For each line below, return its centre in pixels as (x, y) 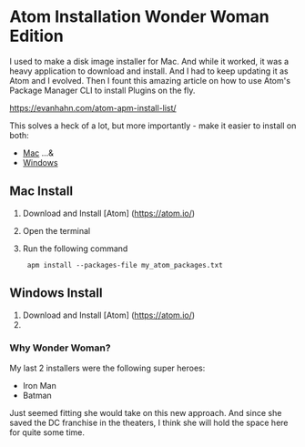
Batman (37, 395)
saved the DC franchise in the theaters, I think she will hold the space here (149, 422)
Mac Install (41, 192)
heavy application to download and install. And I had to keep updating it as (149, 71)
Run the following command (75, 249)
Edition (36, 36)
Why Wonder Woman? (60, 348)
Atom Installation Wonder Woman (140, 17)
